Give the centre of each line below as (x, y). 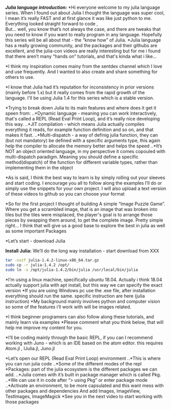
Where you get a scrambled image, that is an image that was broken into (81, 209)
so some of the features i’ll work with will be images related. (68, 307)
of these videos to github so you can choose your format (65, 194)
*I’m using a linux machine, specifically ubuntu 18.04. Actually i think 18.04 (84, 279)
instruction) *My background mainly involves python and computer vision (83, 301)
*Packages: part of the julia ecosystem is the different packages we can (81, 369)
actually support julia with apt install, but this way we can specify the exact (84, 285)
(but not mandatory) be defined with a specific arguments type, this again (83, 141)
